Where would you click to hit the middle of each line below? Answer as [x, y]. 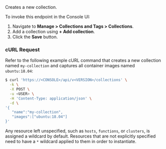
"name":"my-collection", [37, 112]
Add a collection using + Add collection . [54, 31]
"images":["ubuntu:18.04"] [40, 117]
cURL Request [23, 50]
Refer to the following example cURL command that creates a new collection [83, 60]
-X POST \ [20, 89]
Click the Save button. [35, 37]
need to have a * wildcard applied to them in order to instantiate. [71, 142]
